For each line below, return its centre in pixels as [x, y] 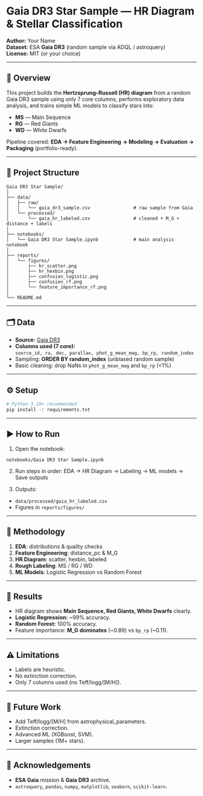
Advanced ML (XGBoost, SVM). [54, 734]
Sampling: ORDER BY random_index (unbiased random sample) [95, 359]
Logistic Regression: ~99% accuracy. [63, 617]
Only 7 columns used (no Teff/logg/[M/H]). [68, 683]
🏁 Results [24, 597]
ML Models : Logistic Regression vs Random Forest [78, 572]
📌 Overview [28, 78]
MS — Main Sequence [43, 117]
